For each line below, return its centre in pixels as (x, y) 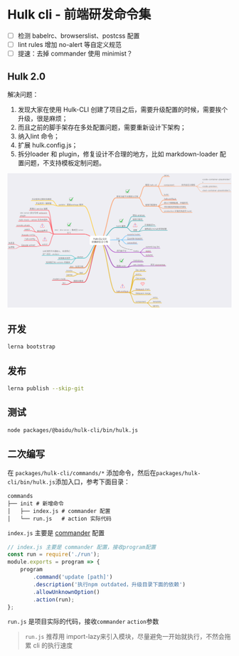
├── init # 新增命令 (36, 503)
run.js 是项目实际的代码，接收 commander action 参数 (83, 621)
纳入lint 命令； (39, 136)
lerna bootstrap (31, 347)
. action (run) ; (54, 599)
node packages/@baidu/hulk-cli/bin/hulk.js (73, 430)
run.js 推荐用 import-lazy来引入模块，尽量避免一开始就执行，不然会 (125, 637)
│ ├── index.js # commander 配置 (59, 511)
